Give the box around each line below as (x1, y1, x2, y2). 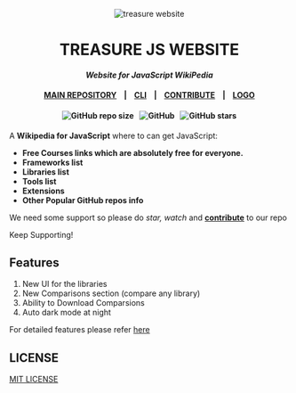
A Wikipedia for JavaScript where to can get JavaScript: (9, 130, 218, 141)
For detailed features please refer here (9, 324, 150, 335)
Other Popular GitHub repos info (21, 194, 144, 205)
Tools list (21, 176, 57, 186)
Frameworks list (21, 157, 84, 168)
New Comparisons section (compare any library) (21, 288, 201, 299)
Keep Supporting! (9, 229, 74, 240)
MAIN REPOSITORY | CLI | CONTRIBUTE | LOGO (44, 90, 255, 101)
